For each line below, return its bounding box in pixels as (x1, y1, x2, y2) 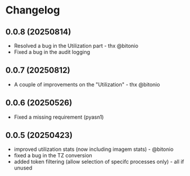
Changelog (5, 4, 60, 17)
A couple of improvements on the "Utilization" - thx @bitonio (13, 81, 160, 88)
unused (13, 164, 33, 171)
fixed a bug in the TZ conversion (13, 152, 92, 159)
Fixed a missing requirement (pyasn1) (13, 113, 104, 120)
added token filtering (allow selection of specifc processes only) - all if (13, 158, 185, 165)
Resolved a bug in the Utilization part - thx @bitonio (13, 42, 139, 49)
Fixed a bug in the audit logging (13, 49, 91, 56)
